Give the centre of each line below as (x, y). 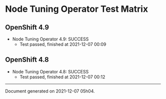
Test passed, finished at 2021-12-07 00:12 (62, 77)
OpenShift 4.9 (27, 27)
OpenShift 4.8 (27, 60)
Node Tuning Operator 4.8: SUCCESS (50, 71)
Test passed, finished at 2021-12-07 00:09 (63, 44)
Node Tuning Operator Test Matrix (77, 9)
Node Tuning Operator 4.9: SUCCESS (50, 39)
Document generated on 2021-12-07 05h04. (50, 91)
